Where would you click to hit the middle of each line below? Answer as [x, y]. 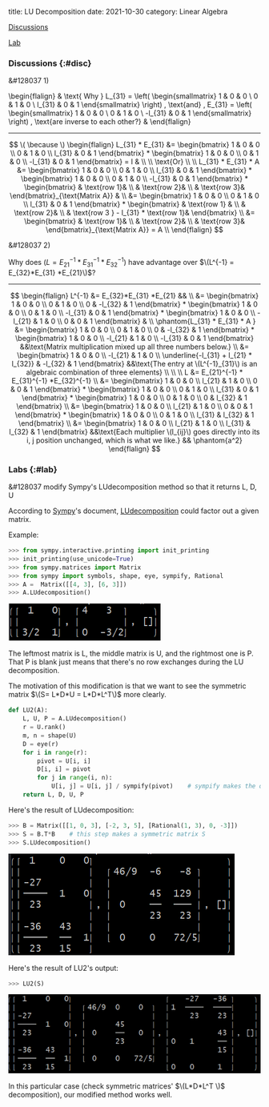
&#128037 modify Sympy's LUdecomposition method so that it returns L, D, [133, 487]
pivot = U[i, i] [64, 761]
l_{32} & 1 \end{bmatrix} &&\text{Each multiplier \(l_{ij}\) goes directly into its [134, 431]
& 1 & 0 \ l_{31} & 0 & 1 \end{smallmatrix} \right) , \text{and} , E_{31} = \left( [130, 105]
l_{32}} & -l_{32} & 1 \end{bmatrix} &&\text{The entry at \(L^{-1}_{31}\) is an [134, 363]
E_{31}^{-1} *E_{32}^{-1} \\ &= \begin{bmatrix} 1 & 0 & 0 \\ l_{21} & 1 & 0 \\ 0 [134, 380]
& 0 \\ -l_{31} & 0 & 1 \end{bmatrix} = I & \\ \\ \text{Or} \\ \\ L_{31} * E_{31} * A [134, 162]
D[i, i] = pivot [64, 769]
